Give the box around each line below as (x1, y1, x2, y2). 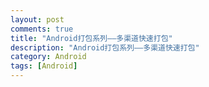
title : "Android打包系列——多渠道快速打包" (10, 33, 173, 43)
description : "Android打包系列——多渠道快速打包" (10, 42, 200, 53)
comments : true (10, 24, 74, 34)
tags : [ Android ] (10, 61, 78, 71)
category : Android (10, 52, 87, 62)
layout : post (10, 14, 65, 25)
